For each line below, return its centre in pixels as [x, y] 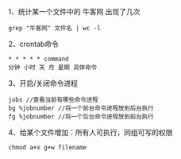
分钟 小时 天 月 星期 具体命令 [53, 68]
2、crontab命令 [34, 44]
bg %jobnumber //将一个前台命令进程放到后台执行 [81, 108]
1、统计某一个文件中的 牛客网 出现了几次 [74, 12]
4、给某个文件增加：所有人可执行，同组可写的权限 [90, 132]
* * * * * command [39, 59]
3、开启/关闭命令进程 [43, 83]
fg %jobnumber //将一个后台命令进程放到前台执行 [81, 117]
